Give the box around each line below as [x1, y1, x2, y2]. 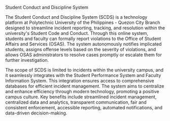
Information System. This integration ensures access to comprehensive [5, 78, 154, 84]
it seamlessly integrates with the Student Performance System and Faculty [5, 72, 161, 78]
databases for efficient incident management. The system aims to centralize [5, 83, 164, 89]
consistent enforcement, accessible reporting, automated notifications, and [5, 105, 163, 110]
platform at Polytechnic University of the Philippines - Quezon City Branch [5, 20, 160, 25]
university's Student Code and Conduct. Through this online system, [5, 30, 149, 36]
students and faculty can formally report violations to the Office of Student [5, 35, 161, 42]
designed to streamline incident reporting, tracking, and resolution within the [5, 25, 165, 31]
